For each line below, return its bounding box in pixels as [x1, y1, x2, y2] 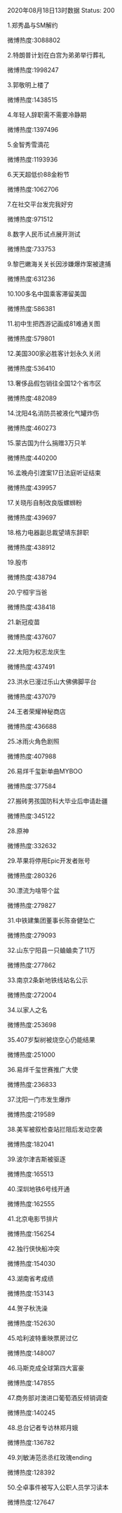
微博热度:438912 [7, 543, 56, 551]
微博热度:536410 [7, 364, 55, 372]
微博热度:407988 [7, 752, 57, 760]
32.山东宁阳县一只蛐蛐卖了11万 [7, 946, 96, 954]
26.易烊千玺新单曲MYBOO [7, 767, 83, 775]
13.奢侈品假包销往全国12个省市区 [7, 379, 102, 388]
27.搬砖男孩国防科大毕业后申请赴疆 [7, 797, 108, 805]
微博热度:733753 [7, 245, 56, 253]
